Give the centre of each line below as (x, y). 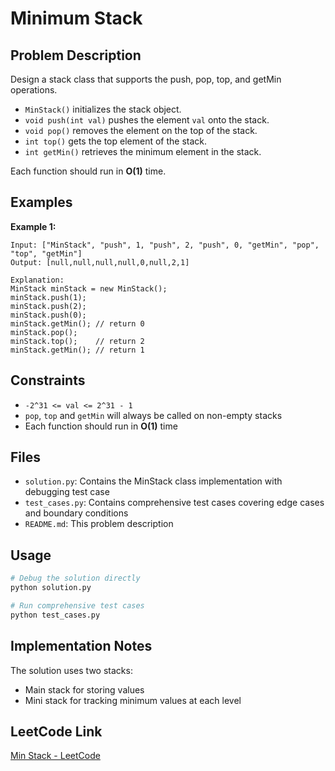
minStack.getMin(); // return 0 (77, 323)
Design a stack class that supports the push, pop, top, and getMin (146, 79)
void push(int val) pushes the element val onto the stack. (147, 120)
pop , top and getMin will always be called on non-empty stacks (153, 415)
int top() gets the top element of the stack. (116, 141)
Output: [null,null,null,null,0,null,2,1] (100, 262)
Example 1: (33, 226)
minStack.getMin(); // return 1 (77, 350)
